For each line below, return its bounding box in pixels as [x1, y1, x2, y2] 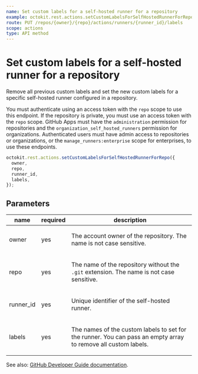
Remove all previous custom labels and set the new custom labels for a [6, 88, 179, 95]
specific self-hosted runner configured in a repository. [6, 94, 138, 101]
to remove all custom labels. [71, 340, 149, 349]
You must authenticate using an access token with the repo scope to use [6, 106, 182, 113]
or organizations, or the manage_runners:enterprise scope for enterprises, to [6, 137, 192, 145]
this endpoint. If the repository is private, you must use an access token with [6, 112, 192, 119]
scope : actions [6, 25, 44, 31]
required [41, 216, 66, 224]
